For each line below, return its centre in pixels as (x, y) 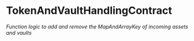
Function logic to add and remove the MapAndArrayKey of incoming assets (97, 27)
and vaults (19, 32)
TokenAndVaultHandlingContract (89, 11)
